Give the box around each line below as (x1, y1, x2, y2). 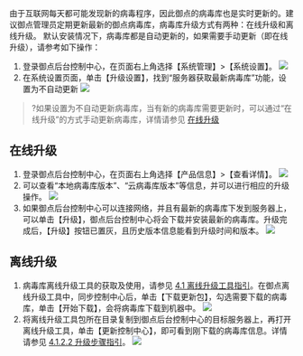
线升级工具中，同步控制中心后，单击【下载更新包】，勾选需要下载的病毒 (22, 291, 288, 302)
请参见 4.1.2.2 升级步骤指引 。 (22, 336, 131, 347)
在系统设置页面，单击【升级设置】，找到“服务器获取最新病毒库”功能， (22, 72, 280, 83)
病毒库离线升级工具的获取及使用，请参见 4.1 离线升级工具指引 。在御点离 (22, 279, 290, 291)
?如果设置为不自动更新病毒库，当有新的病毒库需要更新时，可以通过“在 (31, 103, 293, 113)
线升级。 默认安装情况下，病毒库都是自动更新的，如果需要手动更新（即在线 (9, 31, 289, 41)
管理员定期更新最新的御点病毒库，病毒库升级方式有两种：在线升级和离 (32, 19, 294, 30)
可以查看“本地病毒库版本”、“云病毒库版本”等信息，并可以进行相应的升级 (22, 180, 290, 191)
